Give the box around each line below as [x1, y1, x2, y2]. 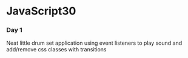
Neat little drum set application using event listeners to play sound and [6, 39, 183, 47]
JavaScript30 [6, 4, 76, 18]
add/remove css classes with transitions [6, 46, 107, 53]
